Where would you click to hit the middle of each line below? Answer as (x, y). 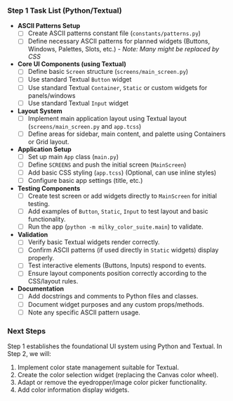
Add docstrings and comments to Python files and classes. (113, 296)
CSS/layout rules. (53, 281)
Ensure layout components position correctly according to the (117, 274)
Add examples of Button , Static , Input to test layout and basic (118, 211)
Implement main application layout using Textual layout (107, 118)
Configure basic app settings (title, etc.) (85, 180)
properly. (41, 258)
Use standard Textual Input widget (78, 103)
